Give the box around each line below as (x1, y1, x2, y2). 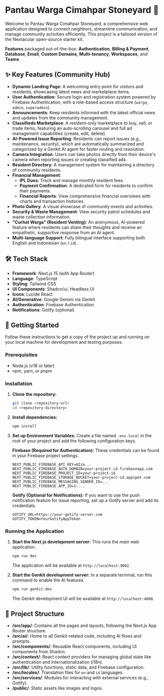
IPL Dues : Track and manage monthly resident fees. (19, 177, 124, 183)
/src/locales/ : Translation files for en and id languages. (12, 669, 124, 675)
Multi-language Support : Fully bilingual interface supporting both (12, 235, 145, 241)
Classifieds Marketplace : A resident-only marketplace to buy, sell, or (12, 120, 153, 126)
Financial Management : (12, 172, 61, 178)
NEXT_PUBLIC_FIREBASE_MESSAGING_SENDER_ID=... (12, 479, 109, 484)
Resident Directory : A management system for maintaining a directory (12, 161, 155, 167)
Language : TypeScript (12, 275, 58, 281)
